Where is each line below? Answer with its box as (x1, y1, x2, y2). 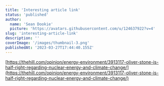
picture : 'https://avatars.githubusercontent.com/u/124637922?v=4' (10, 26, 156, 31)
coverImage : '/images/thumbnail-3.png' (5, 40, 90, 46)
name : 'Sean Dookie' (10, 21, 53, 27)
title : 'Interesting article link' (5, 7, 81, 13)
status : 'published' (5, 12, 49, 17)
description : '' (5, 36, 40, 41)
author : (5, 17, 22, 22)
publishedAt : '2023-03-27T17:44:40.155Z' (5, 45, 94, 50)
